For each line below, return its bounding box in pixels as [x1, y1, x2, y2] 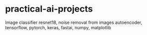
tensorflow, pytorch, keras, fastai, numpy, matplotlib [5, 24, 112, 30]
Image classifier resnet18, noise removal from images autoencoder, [5, 19, 143, 25]
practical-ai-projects [5, 3, 93, 15]
